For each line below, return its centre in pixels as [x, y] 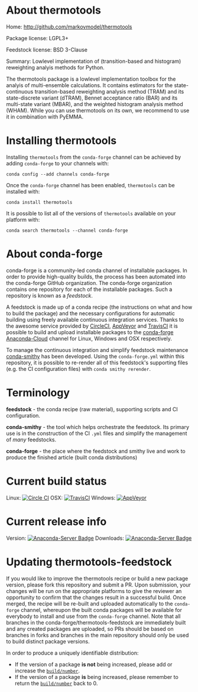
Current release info [56, 521]
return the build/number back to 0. [56, 683]
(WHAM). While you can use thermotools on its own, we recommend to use [98, 110]
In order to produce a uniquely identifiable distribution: [72, 653]
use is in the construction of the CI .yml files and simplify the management [97, 433]
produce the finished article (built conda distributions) [72, 457]
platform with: [23, 219]
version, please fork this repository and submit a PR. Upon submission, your [98, 585]
